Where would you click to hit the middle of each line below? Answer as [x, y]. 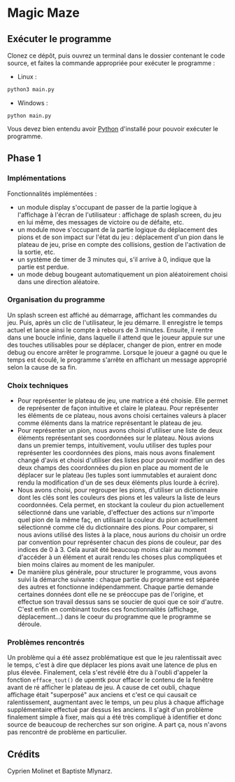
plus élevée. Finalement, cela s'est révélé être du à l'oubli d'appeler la [108, 673]
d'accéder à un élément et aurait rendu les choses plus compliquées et [120, 557]
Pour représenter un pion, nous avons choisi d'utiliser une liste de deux [120, 431]
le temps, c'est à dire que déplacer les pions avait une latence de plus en [112, 665]
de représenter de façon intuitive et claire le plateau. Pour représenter [118, 408]
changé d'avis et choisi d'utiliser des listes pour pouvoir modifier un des [121, 460]
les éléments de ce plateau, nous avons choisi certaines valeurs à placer [122, 416]
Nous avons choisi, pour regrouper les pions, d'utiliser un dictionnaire [117, 490]
